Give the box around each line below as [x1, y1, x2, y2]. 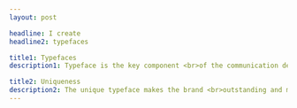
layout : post [9, 12, 57, 22]
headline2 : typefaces [9, 37, 89, 46]
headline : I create [9, 28, 81, 38]
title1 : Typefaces [9, 53, 77, 62]
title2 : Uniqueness [9, 77, 81, 87]
